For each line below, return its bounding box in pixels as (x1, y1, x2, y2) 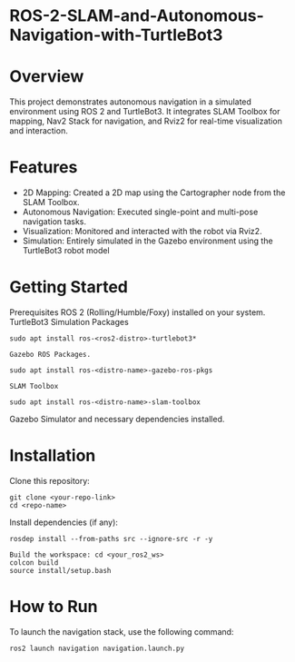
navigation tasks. (22, 216, 87, 227)
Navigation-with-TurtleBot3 (9, 25, 223, 45)
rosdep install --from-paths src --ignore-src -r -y (9, 534, 213, 543)
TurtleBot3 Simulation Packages (9, 317, 129, 327)
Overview (9, 66, 84, 87)
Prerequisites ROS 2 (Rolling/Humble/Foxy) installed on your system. (9, 307, 266, 318)
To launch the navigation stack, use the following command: (9, 626, 234, 637)
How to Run (9, 597, 98, 618)
